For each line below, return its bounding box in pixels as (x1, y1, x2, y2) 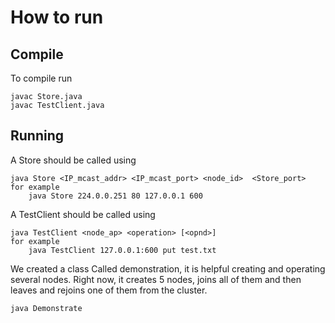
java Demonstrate (10, 303, 83, 313)
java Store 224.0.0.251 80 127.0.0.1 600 (28, 191, 203, 201)
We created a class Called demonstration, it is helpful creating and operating (10, 262, 326, 275)
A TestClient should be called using (10, 208, 156, 220)
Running (10, 127, 65, 145)
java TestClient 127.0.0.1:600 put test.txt (28, 245, 217, 255)
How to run (10, 6, 104, 29)
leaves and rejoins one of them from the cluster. (10, 284, 208, 296)
